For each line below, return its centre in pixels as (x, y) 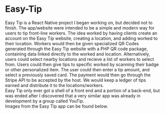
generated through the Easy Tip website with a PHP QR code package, (77, 49)
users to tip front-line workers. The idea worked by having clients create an (81, 33)
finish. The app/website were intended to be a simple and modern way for (80, 28)
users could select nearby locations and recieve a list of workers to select (80, 59)
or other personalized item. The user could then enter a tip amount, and (77, 69)
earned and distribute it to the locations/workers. (55, 85)
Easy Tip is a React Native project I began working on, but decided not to (79, 23)
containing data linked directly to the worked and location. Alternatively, (78, 54)
